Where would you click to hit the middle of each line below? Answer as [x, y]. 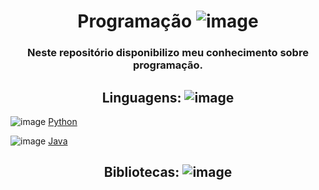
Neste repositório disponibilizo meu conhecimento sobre [168, 53]
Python [63, 121]
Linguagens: [141, 97]
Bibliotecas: [141, 172]
